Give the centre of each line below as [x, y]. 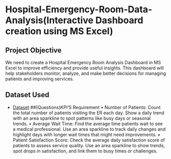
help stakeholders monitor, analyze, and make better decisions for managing [86, 73]
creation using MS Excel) [59, 31]
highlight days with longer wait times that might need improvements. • [87, 134]
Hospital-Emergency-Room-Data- [79, 9]
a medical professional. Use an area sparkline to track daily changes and [89, 129]
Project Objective [33, 50]
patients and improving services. [40, 79]
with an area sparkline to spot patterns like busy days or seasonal [82, 118]
